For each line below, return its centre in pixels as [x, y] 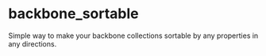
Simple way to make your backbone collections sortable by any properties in [133, 35]
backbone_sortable [73, 14]
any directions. [33, 43]
